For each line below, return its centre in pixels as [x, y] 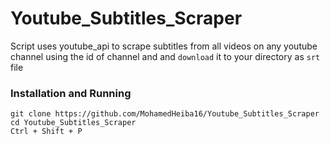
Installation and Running [71, 93]
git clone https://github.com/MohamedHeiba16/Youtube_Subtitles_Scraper [165, 114]
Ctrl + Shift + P [46, 132]
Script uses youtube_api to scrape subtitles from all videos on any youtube [164, 46]
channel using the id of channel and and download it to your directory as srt [165, 56]
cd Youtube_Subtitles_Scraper [73, 123]
